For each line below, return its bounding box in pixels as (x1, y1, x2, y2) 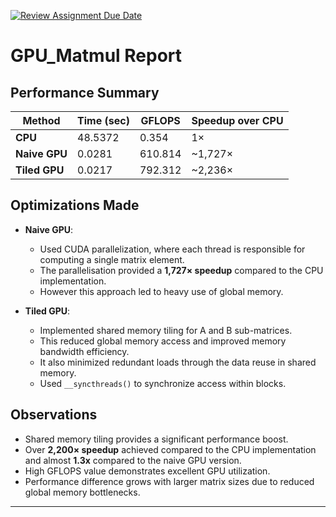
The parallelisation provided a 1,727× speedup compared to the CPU (39, 264, 324, 276)
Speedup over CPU (191, 114, 284, 127)
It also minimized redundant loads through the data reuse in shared (39, 356, 317, 368)
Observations (10, 406, 98, 424)
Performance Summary (10, 84, 160, 101)
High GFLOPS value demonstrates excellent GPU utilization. (24, 465, 271, 477)
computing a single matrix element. (39, 253, 185, 265)
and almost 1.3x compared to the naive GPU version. (24, 454, 242, 466)
